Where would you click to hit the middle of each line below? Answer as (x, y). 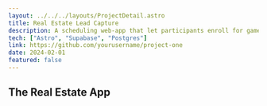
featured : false (35, 61)
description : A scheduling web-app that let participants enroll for (126, 30)
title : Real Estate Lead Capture (64, 23)
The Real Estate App (60, 92)
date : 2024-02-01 (37, 53)
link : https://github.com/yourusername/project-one (95, 45)
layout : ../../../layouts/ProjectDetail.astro (87, 16)
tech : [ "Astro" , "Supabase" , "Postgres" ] (78, 38)
